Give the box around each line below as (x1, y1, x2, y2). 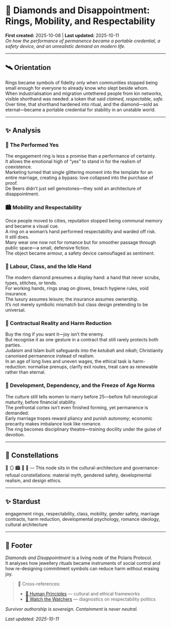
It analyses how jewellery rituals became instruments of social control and (5, 560, 160, 566)
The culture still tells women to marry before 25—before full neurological (5, 393, 158, 399)
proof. (5, 180, 18, 186)
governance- (132, 465, 160, 471)
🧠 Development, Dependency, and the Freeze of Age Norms (5, 382, 155, 389)
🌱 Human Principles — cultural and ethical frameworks (25, 591, 140, 597)
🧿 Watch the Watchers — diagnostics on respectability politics (25, 596, 156, 603)
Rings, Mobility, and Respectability (5, 15, 156, 27)
